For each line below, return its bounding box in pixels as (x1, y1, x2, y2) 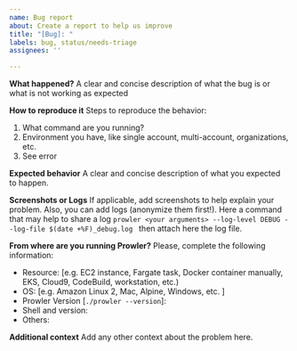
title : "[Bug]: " (9, 29, 74, 38)
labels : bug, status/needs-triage (9, 37, 138, 47)
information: (9, 250, 54, 261)
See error (21, 151, 58, 161)
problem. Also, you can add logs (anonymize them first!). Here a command (9, 204, 283, 215)
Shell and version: (21, 305, 89, 316)
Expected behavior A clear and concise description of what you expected (9, 168, 281, 179)
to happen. (9, 177, 49, 188)
